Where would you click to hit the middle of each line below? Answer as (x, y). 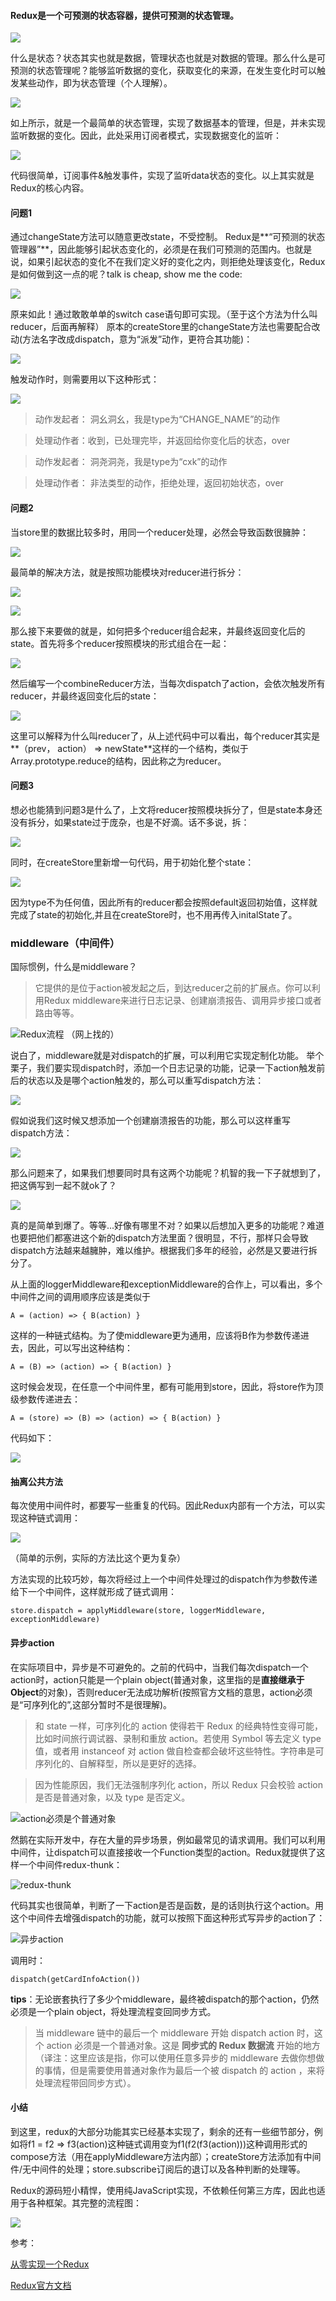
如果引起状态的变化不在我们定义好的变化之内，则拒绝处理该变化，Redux (176, 262)
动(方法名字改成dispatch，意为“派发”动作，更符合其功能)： (131, 339)
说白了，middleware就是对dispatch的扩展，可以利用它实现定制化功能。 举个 (167, 1056)
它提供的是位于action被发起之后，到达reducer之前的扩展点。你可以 (173, 988)
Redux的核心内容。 (50, 188)
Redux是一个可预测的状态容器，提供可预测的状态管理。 (125, 15)
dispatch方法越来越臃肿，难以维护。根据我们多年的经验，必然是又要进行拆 (164, 1251)
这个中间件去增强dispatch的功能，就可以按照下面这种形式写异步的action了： (168, 1917)
